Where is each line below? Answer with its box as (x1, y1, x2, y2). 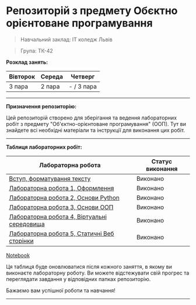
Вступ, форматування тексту (9, 174, 91, 183)
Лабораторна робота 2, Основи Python (9, 193, 120, 201)
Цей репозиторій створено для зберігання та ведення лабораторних (6, 114, 177, 121)
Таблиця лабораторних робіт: (6, 143, 83, 150)
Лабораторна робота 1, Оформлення (9, 184, 114, 192)
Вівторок (9, 72, 35, 80)
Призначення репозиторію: (6, 102, 77, 109)
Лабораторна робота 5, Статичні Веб (9, 229, 114, 238)
